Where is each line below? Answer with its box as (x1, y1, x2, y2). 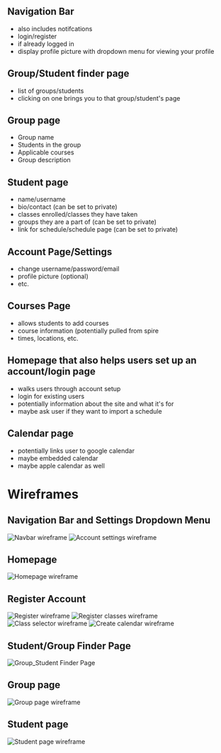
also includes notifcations (17, 24, 93, 33)
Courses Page (7, 300, 71, 312)
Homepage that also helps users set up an (7, 354, 197, 367)
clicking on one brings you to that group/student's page (17, 94, 181, 102)
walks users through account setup (17, 384, 121, 392)
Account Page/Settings (7, 246, 113, 258)
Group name (17, 133, 55, 142)
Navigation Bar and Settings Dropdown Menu (7, 514, 211, 526)
